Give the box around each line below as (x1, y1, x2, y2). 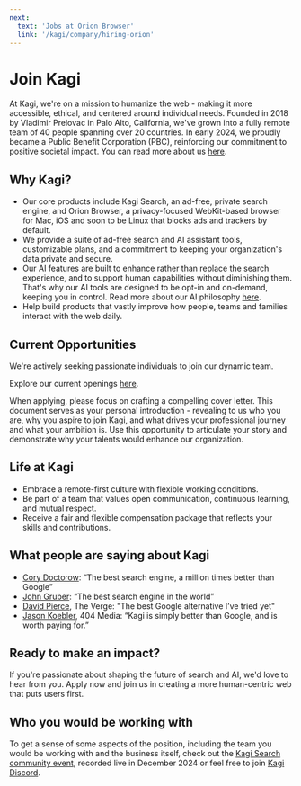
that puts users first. (9, 689, 84, 700)
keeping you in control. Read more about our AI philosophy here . (22, 291, 262, 302)
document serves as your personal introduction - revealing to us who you (9, 405, 281, 415)
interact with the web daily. (22, 311, 123, 322)
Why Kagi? (9, 172, 72, 187)
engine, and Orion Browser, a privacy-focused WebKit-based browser (22, 206, 281, 217)
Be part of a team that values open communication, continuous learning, (22, 493, 290, 504)
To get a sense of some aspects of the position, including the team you (9, 738, 272, 749)
